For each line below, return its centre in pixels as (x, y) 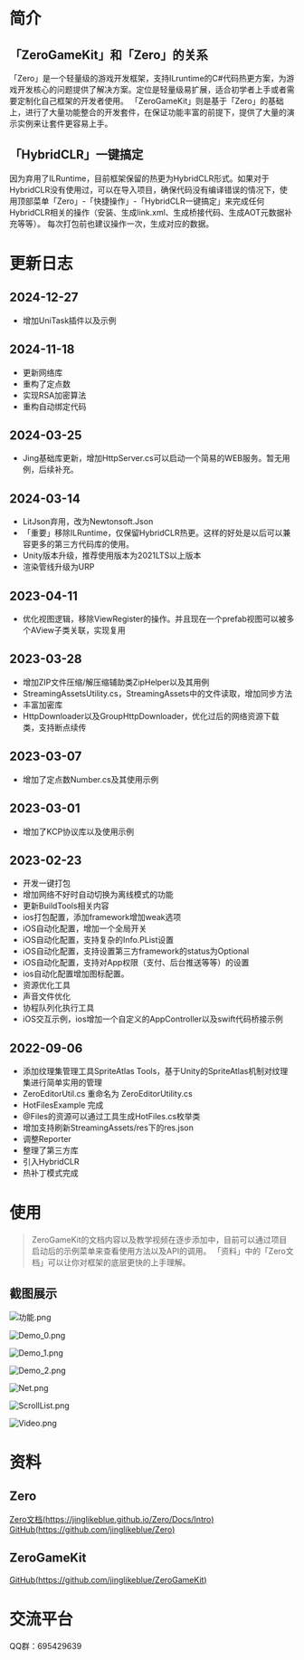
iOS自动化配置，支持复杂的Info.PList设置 (98, 940)
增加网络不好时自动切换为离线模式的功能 (98, 895)
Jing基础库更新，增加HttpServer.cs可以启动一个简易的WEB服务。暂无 (152, 458)
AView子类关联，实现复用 (78, 630)
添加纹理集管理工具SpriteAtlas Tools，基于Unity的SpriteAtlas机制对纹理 (155, 1071)
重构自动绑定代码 (54, 406)
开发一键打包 (46, 883)
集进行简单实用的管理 (62, 1082)
